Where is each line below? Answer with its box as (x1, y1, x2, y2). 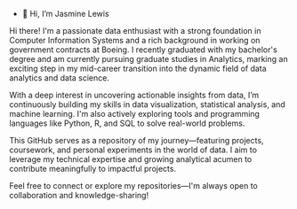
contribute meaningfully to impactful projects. (9, 164, 176, 174)
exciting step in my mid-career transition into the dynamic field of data (9, 63, 267, 74)
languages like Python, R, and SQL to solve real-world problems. (9, 118, 245, 128)
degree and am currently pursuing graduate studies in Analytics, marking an (9, 54, 288, 64)
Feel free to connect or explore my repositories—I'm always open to (9, 181, 258, 190)
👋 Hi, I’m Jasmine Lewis (21, 9, 109, 19)
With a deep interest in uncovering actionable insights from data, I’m (9, 89, 260, 100)
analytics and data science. (9, 73, 109, 83)
